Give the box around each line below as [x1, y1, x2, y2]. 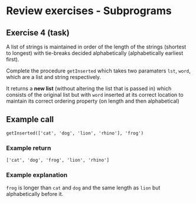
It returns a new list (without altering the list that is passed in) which [6, 85, 172, 92]
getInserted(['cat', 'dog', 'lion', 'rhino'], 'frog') [6, 130, 144, 136]
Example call [6, 114, 54, 125]
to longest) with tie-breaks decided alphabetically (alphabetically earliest [6, 50, 184, 57]
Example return [6, 143, 51, 152]
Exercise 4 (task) [6, 28, 70, 38]
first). [6, 56, 19, 63]
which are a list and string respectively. [6, 74, 102, 80]
